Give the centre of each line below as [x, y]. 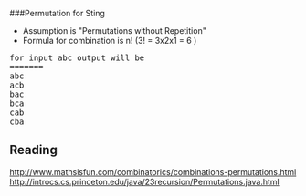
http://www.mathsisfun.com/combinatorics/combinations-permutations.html [153, 171]
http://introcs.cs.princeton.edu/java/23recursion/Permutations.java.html [145, 181]
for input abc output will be [77, 58]
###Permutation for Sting [57, 13]
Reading [33, 150]
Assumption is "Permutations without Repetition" [115, 31]
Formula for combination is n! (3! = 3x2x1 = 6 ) [110, 41]
